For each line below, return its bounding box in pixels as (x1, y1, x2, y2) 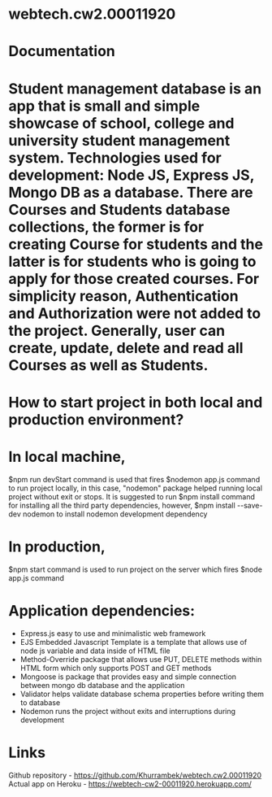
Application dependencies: (8, 601, 196, 620)
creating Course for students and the (8, 235, 264, 253)
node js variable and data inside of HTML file (19, 646, 171, 655)
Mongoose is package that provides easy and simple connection (19, 672, 237, 682)
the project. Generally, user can (8, 321, 226, 340)
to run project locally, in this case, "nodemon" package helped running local (8, 483, 262, 493)
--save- (236, 500, 263, 510)
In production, (8, 538, 106, 555)
